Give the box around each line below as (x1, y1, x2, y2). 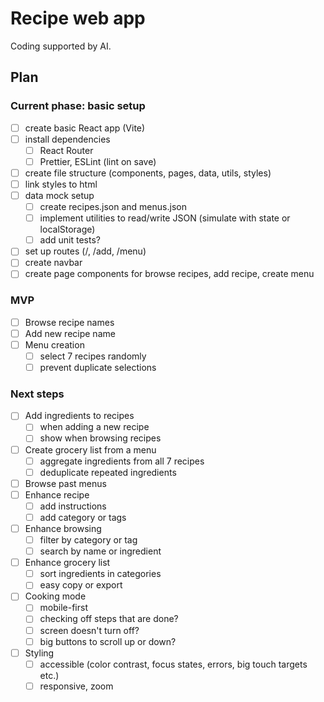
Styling (24, 647, 55, 659)
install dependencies (24, 133, 111, 145)
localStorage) (39, 223, 96, 236)
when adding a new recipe (39, 421, 150, 433)
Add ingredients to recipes (24, 410, 135, 422)
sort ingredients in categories (39, 568, 162, 580)
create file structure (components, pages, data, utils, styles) (24, 167, 272, 179)
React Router (39, 144, 94, 156)
